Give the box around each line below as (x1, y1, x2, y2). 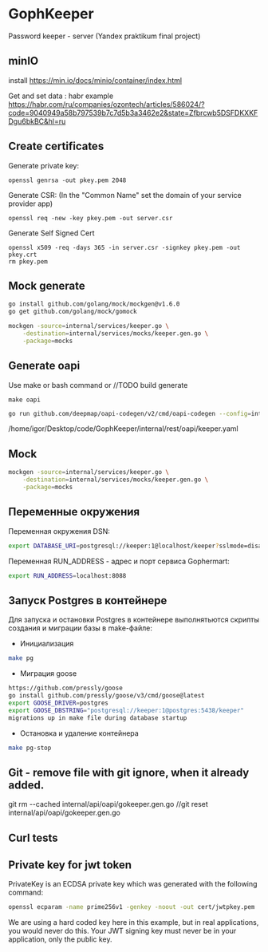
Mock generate (8, 278, 85, 292)
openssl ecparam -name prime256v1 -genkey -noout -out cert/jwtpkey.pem (8, 903, 255, 911)
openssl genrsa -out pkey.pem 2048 (8, 176, 127, 184)
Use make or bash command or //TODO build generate (8, 380, 188, 389)
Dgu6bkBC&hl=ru (8, 117, 66, 126)
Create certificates (8, 140, 104, 153)
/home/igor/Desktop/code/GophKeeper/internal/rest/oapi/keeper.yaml (8, 424, 238, 433)
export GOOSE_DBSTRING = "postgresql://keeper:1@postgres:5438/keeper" (8, 706, 245, 714)
